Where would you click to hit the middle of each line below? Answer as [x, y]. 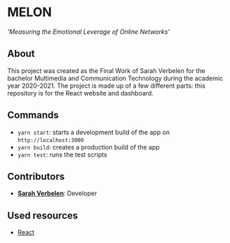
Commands [33, 116]
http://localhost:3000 [50, 140]
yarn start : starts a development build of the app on [94, 132]
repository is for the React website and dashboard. [81, 93]
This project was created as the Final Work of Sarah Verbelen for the [106, 70]
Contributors [36, 176]
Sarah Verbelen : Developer [57, 193]
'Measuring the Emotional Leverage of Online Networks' [89, 32]
